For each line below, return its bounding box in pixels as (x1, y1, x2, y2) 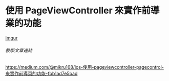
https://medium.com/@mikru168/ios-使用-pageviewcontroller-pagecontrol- (5, 64, 164, 70)
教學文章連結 (5, 47, 32, 53)
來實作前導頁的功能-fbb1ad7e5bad (5, 70, 78, 77)
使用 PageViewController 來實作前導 (5, 5, 160, 16)
